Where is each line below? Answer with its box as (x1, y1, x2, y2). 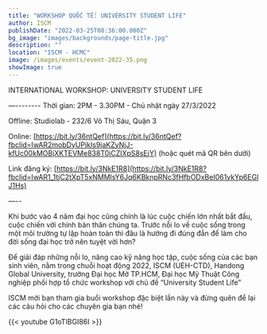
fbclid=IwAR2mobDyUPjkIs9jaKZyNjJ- (8, 140, 133, 150)
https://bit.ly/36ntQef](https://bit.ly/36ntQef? (35, 131, 182, 141)
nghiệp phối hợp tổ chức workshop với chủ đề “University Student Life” (8, 278, 242, 287)
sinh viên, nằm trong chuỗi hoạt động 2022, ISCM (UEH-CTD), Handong (8, 260, 245, 270)
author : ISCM (8, 19, 52, 27)
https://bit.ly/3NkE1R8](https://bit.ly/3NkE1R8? (56, 164, 207, 173)
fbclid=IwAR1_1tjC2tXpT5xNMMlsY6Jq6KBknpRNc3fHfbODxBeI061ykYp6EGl (8, 172, 259, 181)
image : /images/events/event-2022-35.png (8, 56, 148, 64)
